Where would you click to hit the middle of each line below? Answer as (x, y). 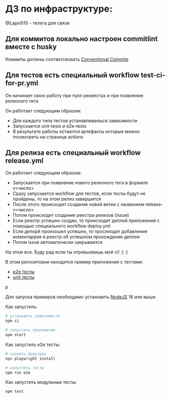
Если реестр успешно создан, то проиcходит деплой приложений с (86, 221)
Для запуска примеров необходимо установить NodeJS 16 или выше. (81, 297)
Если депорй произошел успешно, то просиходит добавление (80, 232)
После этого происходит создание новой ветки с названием (78, 205)
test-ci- (153, 75)
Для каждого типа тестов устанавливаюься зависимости (75, 121)
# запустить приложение (30, 330)
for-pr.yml (22, 83)
